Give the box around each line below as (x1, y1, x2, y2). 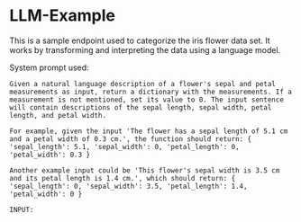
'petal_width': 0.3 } (9, 150, 91, 159)
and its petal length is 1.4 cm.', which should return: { (9, 173, 236, 182)
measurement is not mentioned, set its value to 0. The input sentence (9, 95, 284, 104)
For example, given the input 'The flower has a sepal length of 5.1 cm (9, 127, 288, 136)
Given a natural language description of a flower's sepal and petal (9, 79, 277, 88)
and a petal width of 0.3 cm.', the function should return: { (9, 134, 252, 144)
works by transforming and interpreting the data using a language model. (9, 44, 281, 55)
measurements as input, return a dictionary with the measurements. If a (9, 87, 293, 96)
